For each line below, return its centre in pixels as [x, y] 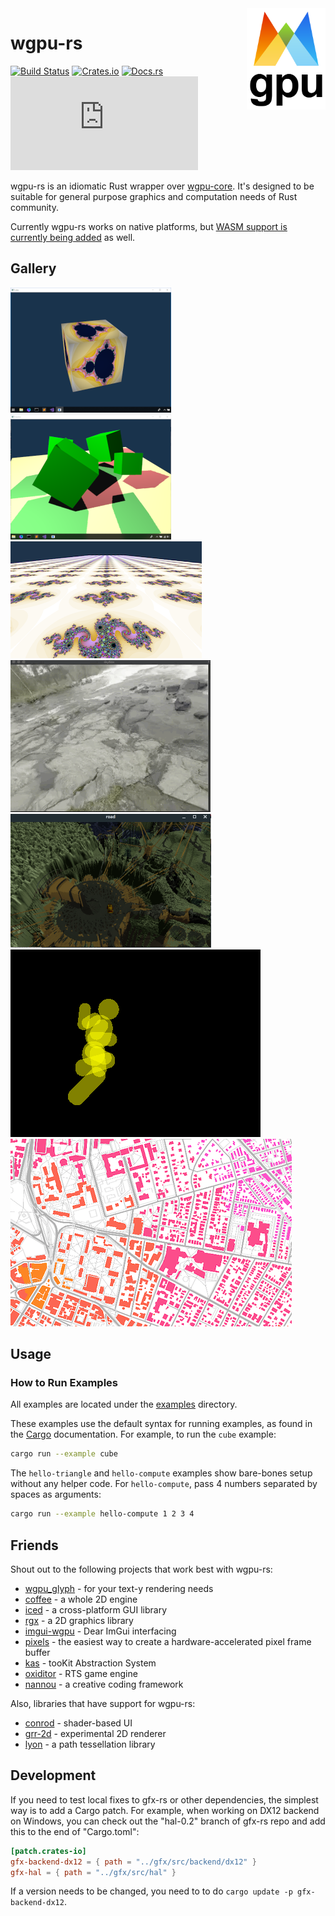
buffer [37, 1652]
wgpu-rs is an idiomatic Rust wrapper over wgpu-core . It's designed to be [162, 186]
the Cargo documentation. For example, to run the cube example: [143, 1434]
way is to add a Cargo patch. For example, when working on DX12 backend [165, 1810]
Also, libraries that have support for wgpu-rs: [103, 1703]
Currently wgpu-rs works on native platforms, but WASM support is [149, 226]
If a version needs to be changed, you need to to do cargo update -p [151, 1891]
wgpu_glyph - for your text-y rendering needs [119, 1588]
